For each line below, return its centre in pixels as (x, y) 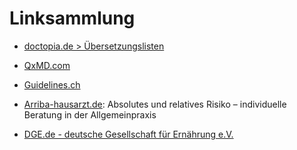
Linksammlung (72, 18)
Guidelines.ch (52, 84)
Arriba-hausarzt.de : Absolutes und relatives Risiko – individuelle (155, 104)
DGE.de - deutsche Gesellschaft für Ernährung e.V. (128, 134)
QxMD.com (47, 65)
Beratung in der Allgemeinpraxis (90, 114)
